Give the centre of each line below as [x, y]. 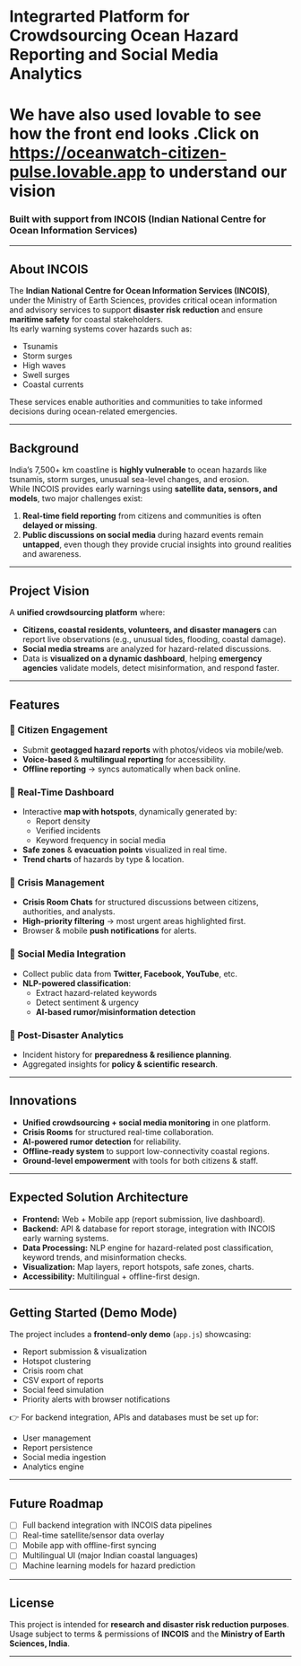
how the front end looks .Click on [134, 134]
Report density [63, 821]
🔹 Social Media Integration [68, 954]
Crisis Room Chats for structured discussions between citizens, [141, 902]
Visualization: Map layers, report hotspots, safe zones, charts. [138, 1266]
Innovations [43, 1101]
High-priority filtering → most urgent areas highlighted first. [134, 921]
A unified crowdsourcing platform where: [87, 613]
